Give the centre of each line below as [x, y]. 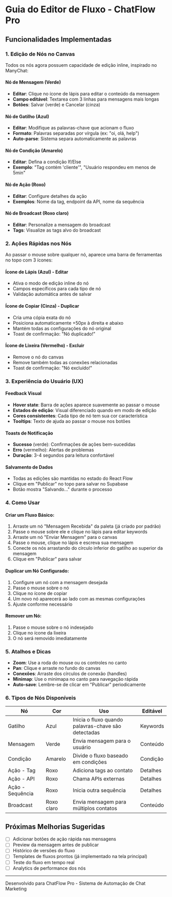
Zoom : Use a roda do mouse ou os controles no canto [70, 663]
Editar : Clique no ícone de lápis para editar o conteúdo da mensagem [86, 94]
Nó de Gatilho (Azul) [27, 116]
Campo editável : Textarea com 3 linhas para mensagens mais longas [86, 99]
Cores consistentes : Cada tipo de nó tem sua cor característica [80, 416]
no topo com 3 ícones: [29, 260]
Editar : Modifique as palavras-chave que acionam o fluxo [73, 128]
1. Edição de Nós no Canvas [40, 54]
